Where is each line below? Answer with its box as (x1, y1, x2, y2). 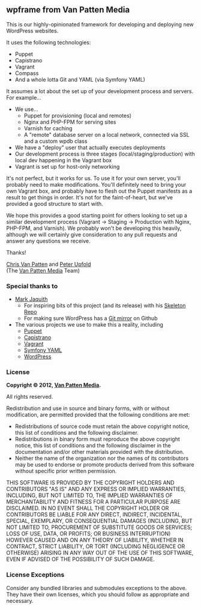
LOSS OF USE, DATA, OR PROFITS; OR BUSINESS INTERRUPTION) (6, 530, 171, 537)
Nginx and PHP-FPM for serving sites (23, 118, 116, 125)
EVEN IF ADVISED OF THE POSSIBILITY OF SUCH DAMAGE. (6, 555, 155, 563)
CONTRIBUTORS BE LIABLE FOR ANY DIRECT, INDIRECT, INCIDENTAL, (6, 511, 183, 518)
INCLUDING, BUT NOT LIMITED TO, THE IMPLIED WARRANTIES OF (6, 492, 173, 499)
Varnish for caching (23, 124, 73, 131)
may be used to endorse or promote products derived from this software (14, 461, 194, 468)
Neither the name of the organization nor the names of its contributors (14, 454, 189, 462)
